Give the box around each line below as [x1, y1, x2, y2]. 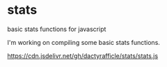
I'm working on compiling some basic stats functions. [7, 38, 160, 46]
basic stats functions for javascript [7, 25, 106, 33]
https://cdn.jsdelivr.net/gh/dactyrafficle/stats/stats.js [7, 51, 159, 60]
